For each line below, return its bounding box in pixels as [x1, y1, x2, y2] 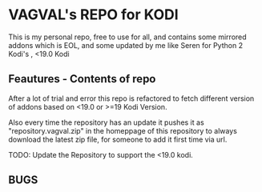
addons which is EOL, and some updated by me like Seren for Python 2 [8, 40, 243, 50]
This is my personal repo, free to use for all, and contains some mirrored [8, 32, 247, 42]
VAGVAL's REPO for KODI [8, 6, 179, 24]
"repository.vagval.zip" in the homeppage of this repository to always [8, 126, 238, 135]
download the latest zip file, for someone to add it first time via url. [8, 134, 228, 144]
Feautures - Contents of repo [8, 72, 156, 86]
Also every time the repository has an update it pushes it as [8, 118, 204, 127]
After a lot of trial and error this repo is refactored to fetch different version [8, 94, 255, 103]
